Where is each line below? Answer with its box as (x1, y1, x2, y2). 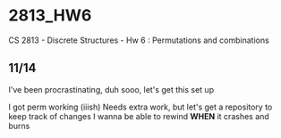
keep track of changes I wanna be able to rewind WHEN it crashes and (8, 110, 269, 121)
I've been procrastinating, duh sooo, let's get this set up (8, 84, 215, 94)
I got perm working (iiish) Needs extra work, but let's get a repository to (8, 101, 273, 112)
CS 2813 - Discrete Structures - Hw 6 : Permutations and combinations (8, 35, 269, 45)
